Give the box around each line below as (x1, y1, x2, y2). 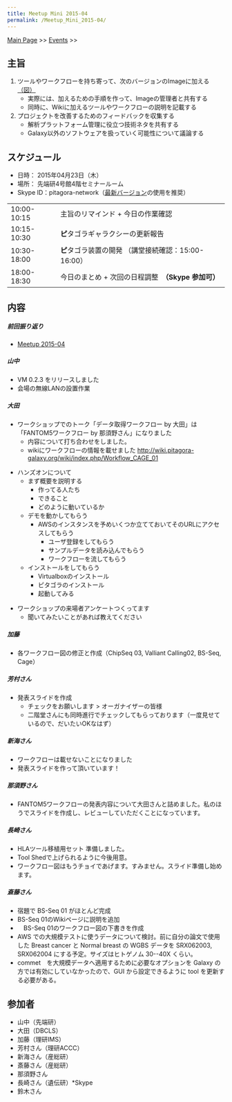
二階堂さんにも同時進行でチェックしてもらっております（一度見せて (27, 711, 221, 719)
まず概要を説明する (27, 477, 83, 485)
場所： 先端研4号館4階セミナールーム (17, 180, 124, 188)
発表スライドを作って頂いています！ (17, 764, 120, 773)
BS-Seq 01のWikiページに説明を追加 (17, 916, 120, 924)
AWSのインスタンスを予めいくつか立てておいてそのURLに (37, 521, 202, 529)
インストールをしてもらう (27, 563, 100, 572)
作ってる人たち (37, 486, 81, 494)
